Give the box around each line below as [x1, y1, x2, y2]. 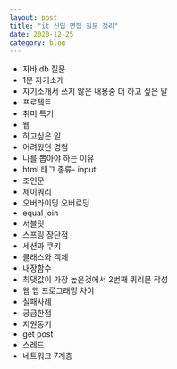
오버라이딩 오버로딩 [21, 197, 90, 208]
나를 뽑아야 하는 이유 [21, 153, 95, 164]
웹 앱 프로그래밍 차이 [21, 285, 95, 296]
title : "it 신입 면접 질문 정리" [9, 21, 119, 30]
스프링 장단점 [21, 230, 69, 240]
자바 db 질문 [21, 63, 66, 74]
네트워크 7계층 [21, 350, 73, 362]
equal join [21, 207, 59, 219]
